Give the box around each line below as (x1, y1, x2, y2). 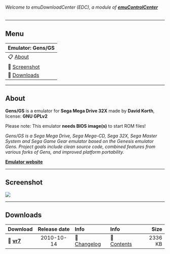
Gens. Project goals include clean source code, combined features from (5, 143, 156, 150)
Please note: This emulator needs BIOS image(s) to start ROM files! (5, 123, 146, 129)
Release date (37, 226, 70, 233)
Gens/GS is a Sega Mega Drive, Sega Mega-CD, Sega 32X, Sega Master (5, 132, 157, 139)
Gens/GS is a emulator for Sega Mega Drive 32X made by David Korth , (5, 107, 155, 114)
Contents (110, 241, 133, 248)
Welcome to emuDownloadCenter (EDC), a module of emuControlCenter (5, 4, 158, 10)
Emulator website (5, 159, 43, 165)
